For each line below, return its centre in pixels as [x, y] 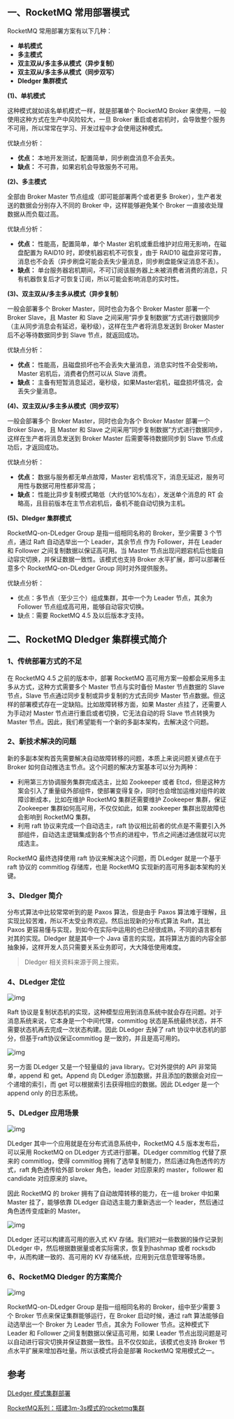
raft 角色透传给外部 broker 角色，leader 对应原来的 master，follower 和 [121, 1169]
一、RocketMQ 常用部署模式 [68, 13]
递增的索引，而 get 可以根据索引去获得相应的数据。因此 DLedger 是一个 [116, 1085]
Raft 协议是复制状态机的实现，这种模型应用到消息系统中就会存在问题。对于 [115, 1012]
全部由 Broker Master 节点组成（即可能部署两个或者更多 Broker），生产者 [112, 196]
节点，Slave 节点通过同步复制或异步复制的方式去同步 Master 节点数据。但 [114, 695]
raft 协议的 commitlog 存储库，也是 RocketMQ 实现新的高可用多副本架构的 [114, 867]
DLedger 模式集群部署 [39, 1393]
